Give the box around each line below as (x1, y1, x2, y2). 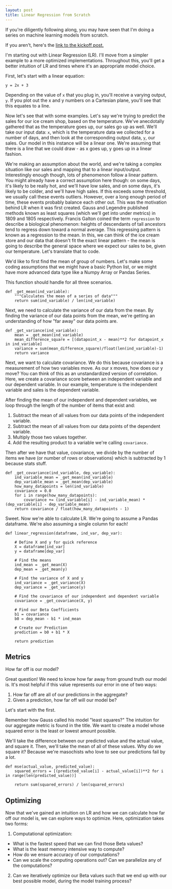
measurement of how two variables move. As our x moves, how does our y (5, 365, 163, 371)
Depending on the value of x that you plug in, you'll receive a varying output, (5, 92, 166, 98)
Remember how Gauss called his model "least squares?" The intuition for (5, 717, 160, 723)
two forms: (5, 821, 28, 827)
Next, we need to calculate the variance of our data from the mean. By (5, 307, 154, 313)
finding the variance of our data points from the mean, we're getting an (5, 312, 155, 319)
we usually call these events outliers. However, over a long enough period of (5, 193, 166, 199)
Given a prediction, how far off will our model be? (12, 697, 117, 703)
